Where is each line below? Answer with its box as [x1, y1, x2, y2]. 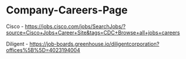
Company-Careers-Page [6, 4, 128, 17]
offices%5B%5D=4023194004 [6, 46, 80, 53]
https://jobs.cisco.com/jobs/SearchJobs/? [24, 23, 126, 30]
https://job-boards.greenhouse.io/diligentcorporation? [29, 40, 160, 47]
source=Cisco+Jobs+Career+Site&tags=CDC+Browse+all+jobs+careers [6, 29, 180, 36]
